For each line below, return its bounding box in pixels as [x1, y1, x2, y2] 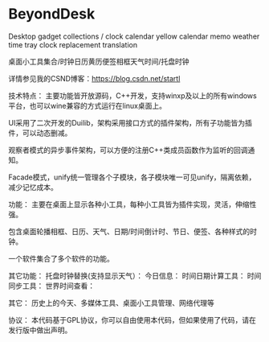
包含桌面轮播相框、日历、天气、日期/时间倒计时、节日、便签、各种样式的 [8, 226, 251, 236]
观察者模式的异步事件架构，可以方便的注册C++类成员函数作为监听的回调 [8, 145, 248, 155]
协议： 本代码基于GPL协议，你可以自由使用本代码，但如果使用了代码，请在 [8, 315, 257, 324]
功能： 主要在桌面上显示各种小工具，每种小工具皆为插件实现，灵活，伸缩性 [8, 199, 257, 209]
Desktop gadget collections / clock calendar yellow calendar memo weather [8, 31, 260, 41]
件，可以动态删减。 [8, 128, 72, 138]
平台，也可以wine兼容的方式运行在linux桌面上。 [8, 101, 167, 110]
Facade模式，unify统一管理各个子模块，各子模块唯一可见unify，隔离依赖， [8, 172, 256, 182]
